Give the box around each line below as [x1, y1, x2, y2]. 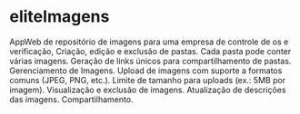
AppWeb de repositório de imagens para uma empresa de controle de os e [9, 36, 289, 47]
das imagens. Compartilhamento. [9, 93, 134, 105]
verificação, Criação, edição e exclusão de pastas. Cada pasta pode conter [9, 45, 292, 56]
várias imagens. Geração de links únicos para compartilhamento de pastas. [9, 55, 292, 66]
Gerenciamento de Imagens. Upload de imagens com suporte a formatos [9, 65, 283, 76]
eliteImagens [9, 6, 110, 27]
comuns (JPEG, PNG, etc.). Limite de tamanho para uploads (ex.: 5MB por [9, 74, 286, 85]
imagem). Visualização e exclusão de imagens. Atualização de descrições [9, 84, 286, 95]
